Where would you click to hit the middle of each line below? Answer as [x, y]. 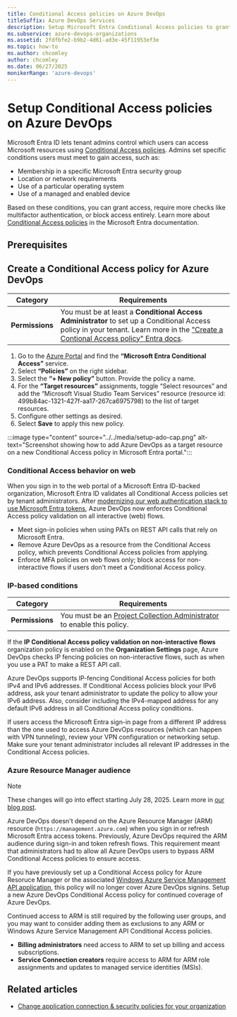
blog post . [22, 807]
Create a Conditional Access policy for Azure [108, 269]
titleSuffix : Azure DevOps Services [61, 21]
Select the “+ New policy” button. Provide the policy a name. [107, 378]
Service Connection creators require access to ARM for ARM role [114, 960]
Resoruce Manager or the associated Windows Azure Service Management [117, 879]
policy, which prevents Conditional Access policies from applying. [113, 552]
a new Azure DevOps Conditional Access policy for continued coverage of [115, 895]
